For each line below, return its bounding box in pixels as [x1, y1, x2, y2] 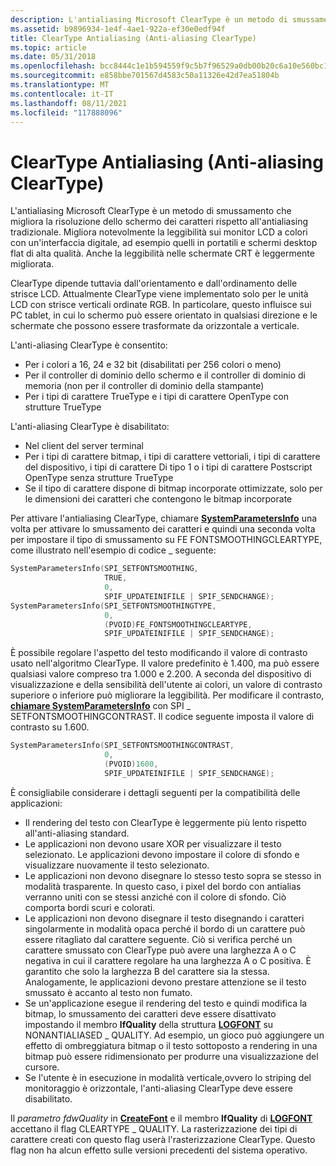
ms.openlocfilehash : [10, 61, 97, 71]
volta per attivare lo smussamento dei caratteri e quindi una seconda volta [10, 523, 316, 535]
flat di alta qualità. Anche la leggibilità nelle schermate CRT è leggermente [10, 247, 315, 260]
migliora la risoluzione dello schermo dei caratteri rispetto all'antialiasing [10, 216, 309, 228]
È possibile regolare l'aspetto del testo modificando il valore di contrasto [10, 647, 308, 659]
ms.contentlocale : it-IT [10, 89, 114, 99]
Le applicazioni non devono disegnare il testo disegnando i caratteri [24, 912, 305, 924]
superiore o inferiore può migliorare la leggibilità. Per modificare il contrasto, [10, 689, 325, 701]
